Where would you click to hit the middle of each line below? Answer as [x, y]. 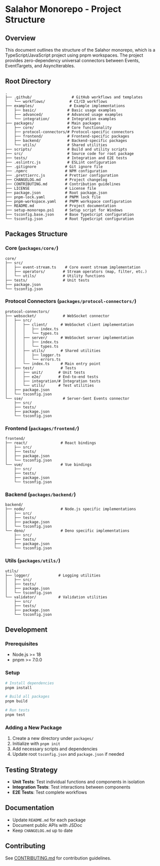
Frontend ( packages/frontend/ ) [42, 428]
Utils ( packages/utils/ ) [33, 561]
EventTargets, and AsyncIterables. [40, 66]
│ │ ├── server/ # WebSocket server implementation [70, 338]
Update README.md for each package [49, 820]
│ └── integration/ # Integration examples [61, 119]
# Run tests [17, 710]
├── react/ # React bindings [51, 443]
